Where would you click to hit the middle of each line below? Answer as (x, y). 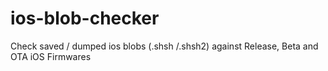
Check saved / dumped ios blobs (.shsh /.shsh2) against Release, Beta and (164, 46)
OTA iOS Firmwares (51, 56)
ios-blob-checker (85, 18)
